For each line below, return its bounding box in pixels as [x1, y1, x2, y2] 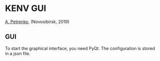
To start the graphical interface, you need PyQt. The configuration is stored [5, 45, 155, 51]
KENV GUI [5, 3, 47, 14]
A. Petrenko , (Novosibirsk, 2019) [5, 19, 70, 24]
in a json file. [5, 50, 31, 56]
